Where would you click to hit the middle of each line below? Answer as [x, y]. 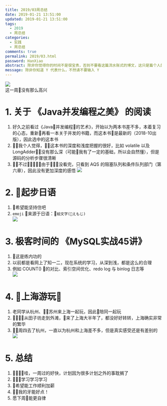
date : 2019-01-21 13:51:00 [33, 14]
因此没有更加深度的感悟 [52, 170]
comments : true [21, 51]
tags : [11, 24]
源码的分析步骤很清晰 [34, 158]
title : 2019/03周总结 [26, 10]
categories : [17, 38]
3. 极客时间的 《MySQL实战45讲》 [76, 241]
